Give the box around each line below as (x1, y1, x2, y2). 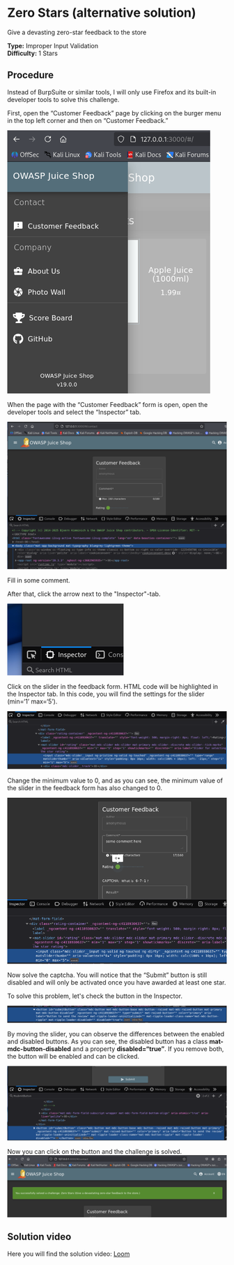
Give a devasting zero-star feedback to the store (7, 28, 147, 36)
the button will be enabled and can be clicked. (7, 1052, 140, 1060)
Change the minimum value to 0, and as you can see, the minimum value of (7, 776, 223, 785)
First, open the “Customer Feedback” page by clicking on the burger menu (7, 108, 221, 117)
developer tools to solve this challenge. (7, 95, 120, 103)
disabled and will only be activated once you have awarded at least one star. (7, 978, 226, 987)
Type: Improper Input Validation (7, 41, 99, 50)
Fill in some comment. (7, 576, 71, 585)
